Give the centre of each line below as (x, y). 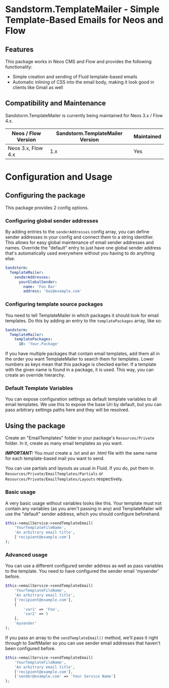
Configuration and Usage (59, 177)
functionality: (19, 67)
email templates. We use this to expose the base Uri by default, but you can (83, 405)
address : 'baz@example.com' (53, 291)
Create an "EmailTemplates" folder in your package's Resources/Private (80, 438)
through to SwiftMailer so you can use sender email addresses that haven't (83, 643)
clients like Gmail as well (38, 87)
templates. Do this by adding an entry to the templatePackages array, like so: (84, 321)
